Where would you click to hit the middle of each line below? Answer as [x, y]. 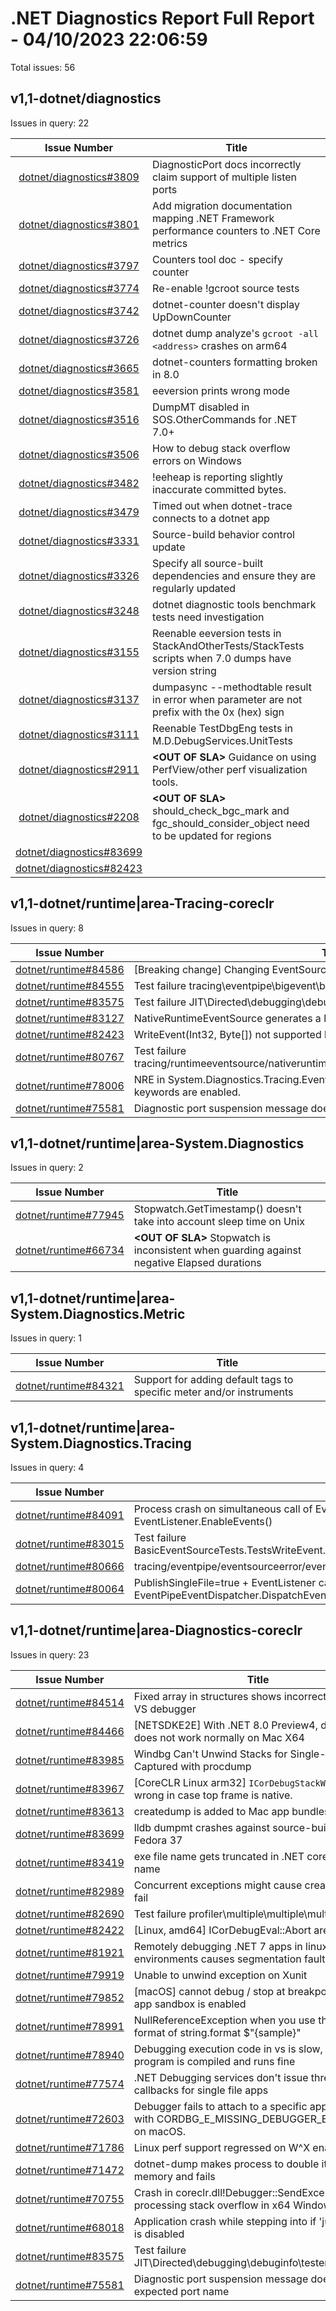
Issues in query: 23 [50, 1654]
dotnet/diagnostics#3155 [79, 652]
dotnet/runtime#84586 [70, 969]
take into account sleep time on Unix [219, 1222]
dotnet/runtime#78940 [70, 2055]
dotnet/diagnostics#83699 [79, 852]
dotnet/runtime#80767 [70, 1057]
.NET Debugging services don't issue [221, 2077]
